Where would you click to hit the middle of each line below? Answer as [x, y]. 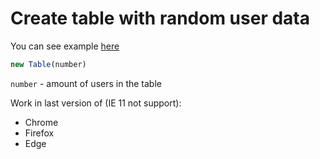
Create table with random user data [160, 18]
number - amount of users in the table [86, 83]
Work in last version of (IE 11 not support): [96, 103]
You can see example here [65, 46]
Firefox [39, 133]
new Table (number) [48, 64]
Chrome [41, 122]
